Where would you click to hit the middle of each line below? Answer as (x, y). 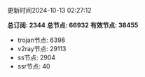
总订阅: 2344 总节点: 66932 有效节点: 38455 (73, 25)
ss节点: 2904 (36, 57)
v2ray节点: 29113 (42, 49)
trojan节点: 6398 (41, 40)
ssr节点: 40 (34, 66)
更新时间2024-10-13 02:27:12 (50, 10)
